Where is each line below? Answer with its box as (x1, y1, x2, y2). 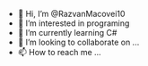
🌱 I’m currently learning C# (17, 28, 118, 37)
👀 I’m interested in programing (17, 18, 130, 29)
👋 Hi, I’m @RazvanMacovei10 (17, 9, 126, 19)
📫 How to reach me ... (17, 47, 101, 57)
